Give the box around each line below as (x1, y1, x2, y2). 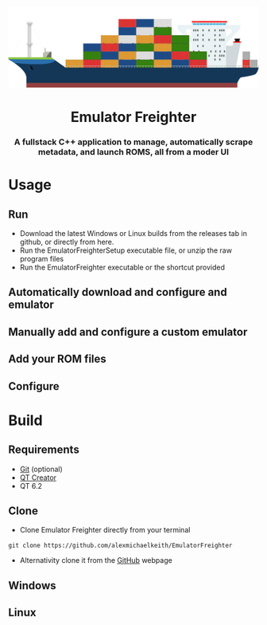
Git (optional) (19, 464, 64, 474)
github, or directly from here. (19, 238, 114, 247)
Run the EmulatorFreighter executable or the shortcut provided (19, 262, 225, 273)
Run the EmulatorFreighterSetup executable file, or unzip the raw (19, 246, 233, 255)
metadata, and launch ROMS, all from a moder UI (38, 147, 229, 158)
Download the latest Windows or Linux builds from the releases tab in (19, 229, 248, 238)
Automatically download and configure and (8, 285, 228, 299)
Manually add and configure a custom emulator (8, 325, 248, 339)
